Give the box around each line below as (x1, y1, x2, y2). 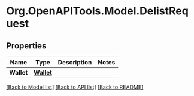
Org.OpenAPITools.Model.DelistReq (6, 4, 189, 18)
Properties (6, 41, 47, 51)
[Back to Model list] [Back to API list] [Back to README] (6, 83, 144, 91)
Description (57, 58, 92, 66)
